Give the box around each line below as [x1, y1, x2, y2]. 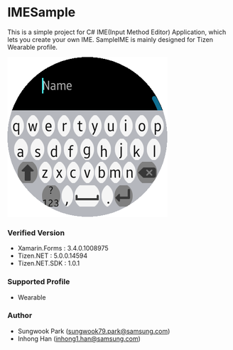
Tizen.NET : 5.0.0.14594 [17, 251, 87, 260]
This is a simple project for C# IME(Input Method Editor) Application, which [7, 28, 227, 36]
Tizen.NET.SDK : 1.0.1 [17, 259, 80, 268]
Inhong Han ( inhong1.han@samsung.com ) [17, 334, 141, 343]
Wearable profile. [7, 43, 58, 51]
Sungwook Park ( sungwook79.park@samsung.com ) [17, 327, 170, 335]
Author [7, 310, 33, 320]
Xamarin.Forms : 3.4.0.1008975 [17, 244, 109, 253]
